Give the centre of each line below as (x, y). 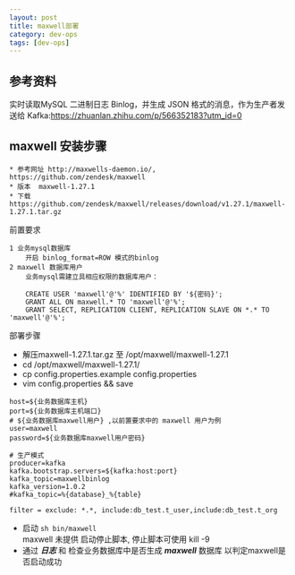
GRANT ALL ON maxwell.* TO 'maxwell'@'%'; (105, 302)
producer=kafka (38, 463)
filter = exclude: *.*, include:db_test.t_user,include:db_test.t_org (143, 510)
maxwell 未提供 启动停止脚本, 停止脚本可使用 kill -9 (116, 539)
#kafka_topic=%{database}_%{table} (76, 494)
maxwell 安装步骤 (58, 146)
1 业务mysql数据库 (40, 248)
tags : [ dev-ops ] (39, 43)
